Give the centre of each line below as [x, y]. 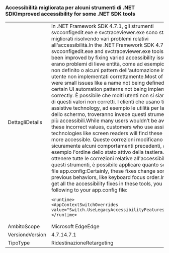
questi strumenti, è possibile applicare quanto [105, 165]
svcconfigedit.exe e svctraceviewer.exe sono [104, 33]
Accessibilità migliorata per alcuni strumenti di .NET [70, 8]
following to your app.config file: [89, 190]
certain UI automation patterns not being [99, 89]
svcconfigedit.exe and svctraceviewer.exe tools [107, 51]
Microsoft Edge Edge [75, 227]
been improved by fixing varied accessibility [103, 58]
